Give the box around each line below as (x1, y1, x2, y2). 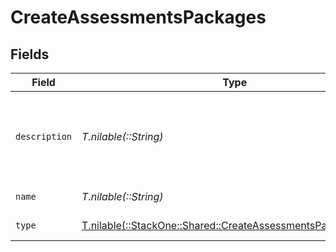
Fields (10, 46, 50, 63)
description (15, 131, 73, 142)
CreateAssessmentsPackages (10, 6, 267, 29)
